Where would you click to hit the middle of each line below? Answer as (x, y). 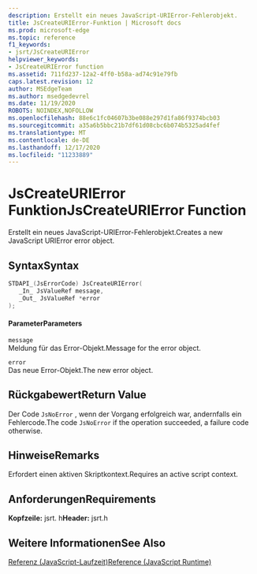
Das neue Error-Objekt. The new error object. (81, 370)
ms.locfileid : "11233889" (50, 155)
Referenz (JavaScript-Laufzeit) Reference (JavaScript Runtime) (110, 561)
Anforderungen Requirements (82, 499)
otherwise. (26, 430)
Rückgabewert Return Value (78, 395)
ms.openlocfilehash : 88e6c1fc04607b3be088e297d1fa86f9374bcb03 (114, 118)
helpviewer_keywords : (44, 60)
